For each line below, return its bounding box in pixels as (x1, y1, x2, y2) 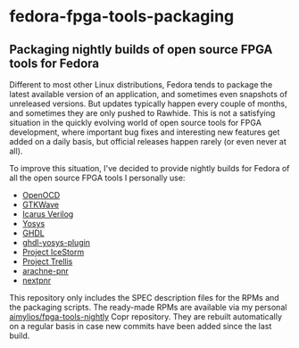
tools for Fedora (9, 55, 100, 70)
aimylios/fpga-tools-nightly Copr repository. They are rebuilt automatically (9, 311, 283, 322)
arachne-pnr (21, 266, 70, 276)
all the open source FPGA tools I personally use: (9, 172, 186, 183)
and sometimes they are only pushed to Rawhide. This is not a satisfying (9, 108, 276, 118)
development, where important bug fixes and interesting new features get (9, 127, 280, 137)
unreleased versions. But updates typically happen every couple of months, (9, 98, 287, 109)
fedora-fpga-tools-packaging (9, 6, 235, 27)
